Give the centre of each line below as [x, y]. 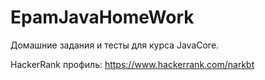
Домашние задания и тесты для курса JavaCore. [115, 45]
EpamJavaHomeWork [102, 17]
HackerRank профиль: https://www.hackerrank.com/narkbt [132, 64]
